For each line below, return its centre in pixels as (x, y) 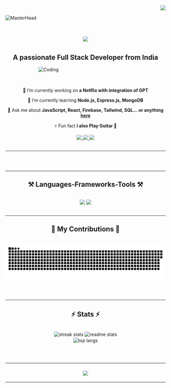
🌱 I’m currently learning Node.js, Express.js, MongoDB (85, 100)
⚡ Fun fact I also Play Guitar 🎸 (85, 126)
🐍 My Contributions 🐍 (85, 229)
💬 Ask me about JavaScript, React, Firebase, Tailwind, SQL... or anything (85, 110)
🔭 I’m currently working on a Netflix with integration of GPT (85, 90)
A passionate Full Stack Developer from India (85, 57)
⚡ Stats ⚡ (85, 314)
